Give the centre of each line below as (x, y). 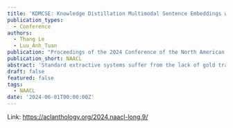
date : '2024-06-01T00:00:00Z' (51, 98)
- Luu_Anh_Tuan (35, 46)
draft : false (26, 71)
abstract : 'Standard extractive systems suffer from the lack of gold (111, 65)
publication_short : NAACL (44, 59)
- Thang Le (29, 39)
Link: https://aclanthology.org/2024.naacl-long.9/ (78, 117)
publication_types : (35, 20)
